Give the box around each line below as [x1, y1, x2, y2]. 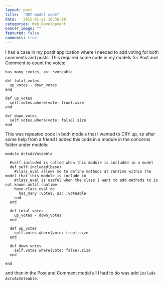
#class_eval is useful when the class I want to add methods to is [14, 178, 158, 183]
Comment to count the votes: [5, 60, 66, 66]
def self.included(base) [10, 164, 62, 170]
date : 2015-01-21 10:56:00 [5, 17, 66, 22]
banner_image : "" [5, 26, 42, 31]
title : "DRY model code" [5, 12, 59, 17]
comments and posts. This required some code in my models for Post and [5, 54, 158, 60]
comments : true [5, 36, 37, 41]
